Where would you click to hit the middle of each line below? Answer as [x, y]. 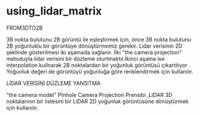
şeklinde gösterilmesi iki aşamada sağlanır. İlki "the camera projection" [94, 52]
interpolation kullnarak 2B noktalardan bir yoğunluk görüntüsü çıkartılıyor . [98, 65]
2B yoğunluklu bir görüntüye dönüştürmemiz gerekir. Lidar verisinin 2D [94, 46]
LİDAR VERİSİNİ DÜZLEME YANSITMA [54, 83]
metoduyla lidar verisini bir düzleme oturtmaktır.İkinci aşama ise [86, 58]
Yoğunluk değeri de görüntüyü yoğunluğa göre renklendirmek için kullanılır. [100, 71]
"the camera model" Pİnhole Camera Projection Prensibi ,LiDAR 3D [89, 95]
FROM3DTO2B [24, 28]
